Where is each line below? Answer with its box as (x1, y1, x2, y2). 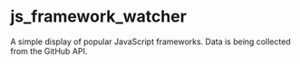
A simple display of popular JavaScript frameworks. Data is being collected (10, 36, 291, 47)
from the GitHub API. (10, 45, 88, 56)
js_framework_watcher (10, 6, 187, 27)
